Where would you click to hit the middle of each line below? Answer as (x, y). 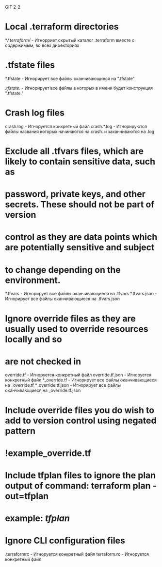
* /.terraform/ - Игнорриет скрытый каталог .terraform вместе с (70, 40)
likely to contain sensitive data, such (80, 161)
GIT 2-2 (13, 7)
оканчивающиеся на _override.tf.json (43, 390)
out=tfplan (27, 496)
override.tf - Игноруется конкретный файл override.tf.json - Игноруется (78, 375)
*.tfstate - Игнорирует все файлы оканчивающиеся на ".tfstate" (70, 78)
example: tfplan (38, 519)
